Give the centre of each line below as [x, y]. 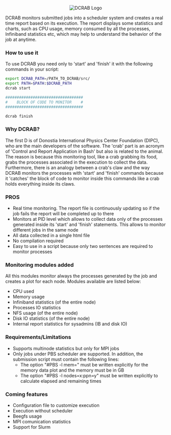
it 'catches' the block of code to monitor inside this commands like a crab [82, 178]
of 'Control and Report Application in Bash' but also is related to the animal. [84, 151]
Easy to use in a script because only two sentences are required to [83, 246]
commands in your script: [32, 70]
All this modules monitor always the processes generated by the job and [81, 276]
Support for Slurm [32, 427]
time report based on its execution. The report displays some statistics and [84, 23]
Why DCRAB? [22, 129]
